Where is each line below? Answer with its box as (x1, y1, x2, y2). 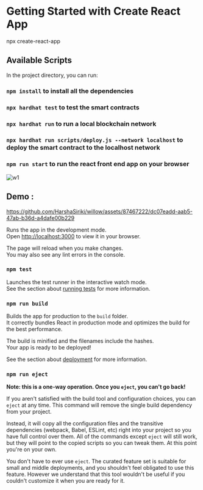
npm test (6, 266, 32, 273)
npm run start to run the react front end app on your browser (6, 160, 190, 169)
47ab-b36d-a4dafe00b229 (6, 214, 75, 221)
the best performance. (6, 326, 63, 333)
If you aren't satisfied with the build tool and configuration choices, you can (6, 395, 196, 403)
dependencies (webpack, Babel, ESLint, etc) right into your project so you (6, 426, 192, 434)
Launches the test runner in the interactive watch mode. (6, 278, 148, 285)
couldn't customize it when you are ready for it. (6, 477, 125, 485)
